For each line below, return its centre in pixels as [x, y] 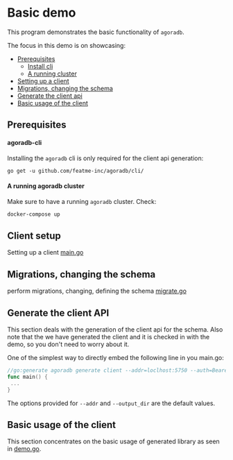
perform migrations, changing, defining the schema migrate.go [97, 291]
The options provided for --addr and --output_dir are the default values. [111, 403]
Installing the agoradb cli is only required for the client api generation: [105, 158]
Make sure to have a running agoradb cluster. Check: [82, 201]
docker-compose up [34, 214]
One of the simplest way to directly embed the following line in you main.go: [115, 358]
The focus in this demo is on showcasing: [67, 45]
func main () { [28, 377]
